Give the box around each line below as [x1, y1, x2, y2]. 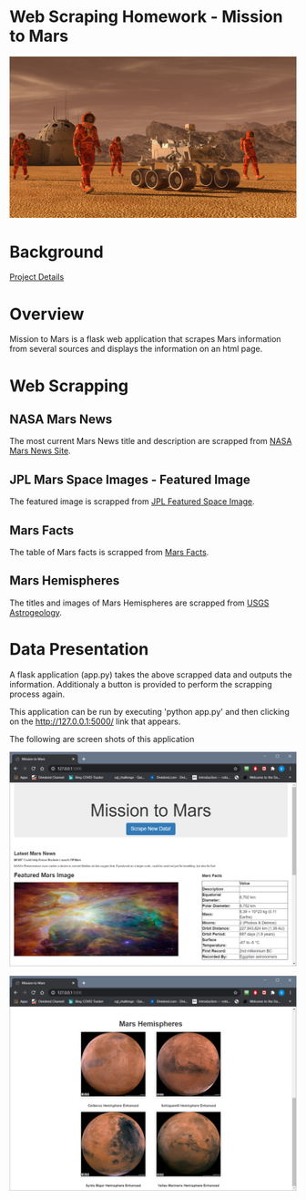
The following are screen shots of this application [9, 733, 195, 744]
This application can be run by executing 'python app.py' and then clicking [9, 706, 290, 717]
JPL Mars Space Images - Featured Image [9, 471, 250, 487]
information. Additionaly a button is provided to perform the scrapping [9, 678, 272, 689]
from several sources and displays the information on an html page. [9, 344, 263, 355]
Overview [9, 304, 85, 325]
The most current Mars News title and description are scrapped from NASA [9, 436, 292, 447]
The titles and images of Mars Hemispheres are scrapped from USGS [9, 597, 270, 608]
